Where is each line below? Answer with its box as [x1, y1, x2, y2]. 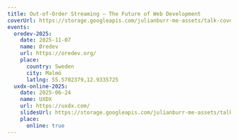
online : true [25, 122, 65, 129]
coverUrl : [7, 17, 37, 24]
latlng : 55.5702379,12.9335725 [25, 76, 119, 83]
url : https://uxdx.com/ [20, 103, 91, 110]
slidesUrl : [20, 109, 52, 116]
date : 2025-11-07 [20, 37, 72, 44]
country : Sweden [25, 63, 74, 70]
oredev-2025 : [13, 30, 52, 37]
